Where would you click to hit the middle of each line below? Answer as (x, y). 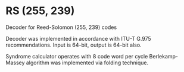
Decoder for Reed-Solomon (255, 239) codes (61, 27)
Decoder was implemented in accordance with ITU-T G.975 (78, 38)
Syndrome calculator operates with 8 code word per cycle (77, 56)
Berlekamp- (164, 56)
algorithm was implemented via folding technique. (87, 63)
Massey (15, 63)
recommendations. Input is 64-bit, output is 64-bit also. (74, 45)
